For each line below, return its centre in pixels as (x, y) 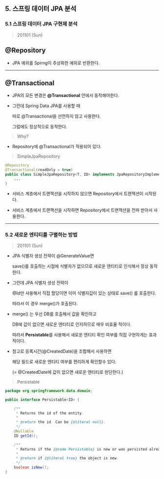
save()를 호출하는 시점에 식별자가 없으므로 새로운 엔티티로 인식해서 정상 (80, 266)
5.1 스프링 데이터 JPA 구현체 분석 (41, 24)
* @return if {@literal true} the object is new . (67, 458)
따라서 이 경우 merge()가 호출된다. (45, 303)
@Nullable (24, 431)
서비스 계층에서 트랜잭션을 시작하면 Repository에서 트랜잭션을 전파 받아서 (82, 210)
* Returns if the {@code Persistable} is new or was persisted (82, 449)
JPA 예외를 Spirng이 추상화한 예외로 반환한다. (56, 63)
